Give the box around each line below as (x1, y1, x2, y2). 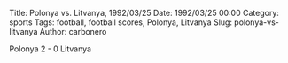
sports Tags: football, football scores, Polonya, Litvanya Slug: (9, 17, 233, 28)
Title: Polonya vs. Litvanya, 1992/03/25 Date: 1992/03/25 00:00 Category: (9, 8, 279, 18)
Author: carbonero (39, 27, 107, 36)
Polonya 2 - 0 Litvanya (9, 43, 91, 54)
